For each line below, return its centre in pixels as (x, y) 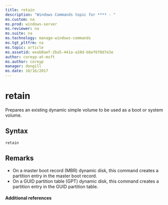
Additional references (28, 198)
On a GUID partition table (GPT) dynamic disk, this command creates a (86, 181)
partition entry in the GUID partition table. (55, 186)
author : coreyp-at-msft (30, 57)
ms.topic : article (24, 47)
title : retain (20, 10)
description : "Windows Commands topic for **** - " (60, 15)
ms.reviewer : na (22, 29)
